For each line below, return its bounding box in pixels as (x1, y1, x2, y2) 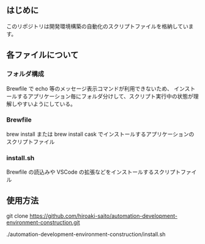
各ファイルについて (6, 50, 79, 61)
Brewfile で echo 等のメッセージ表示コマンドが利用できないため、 (6, 84, 173, 92)
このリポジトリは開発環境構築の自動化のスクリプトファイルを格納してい (6, 23, 188, 30)
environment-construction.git (6, 218, 81, 226)
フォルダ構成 (6, 70, 45, 78)
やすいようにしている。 (17, 100, 76, 108)
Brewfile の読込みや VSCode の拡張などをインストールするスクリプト (6, 168, 181, 176)
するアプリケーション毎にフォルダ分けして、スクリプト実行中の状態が (17, 92, 194, 100)
